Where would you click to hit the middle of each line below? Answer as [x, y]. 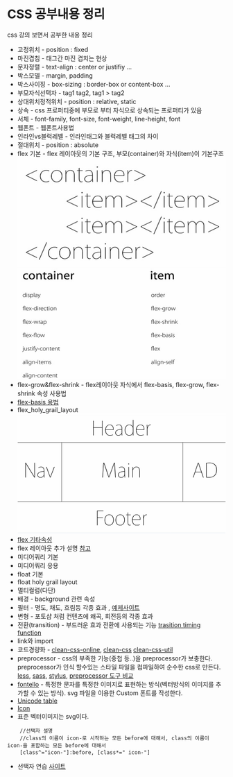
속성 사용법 [52, 393]
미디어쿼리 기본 [38, 557]
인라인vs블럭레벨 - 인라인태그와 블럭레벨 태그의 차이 [88, 136]
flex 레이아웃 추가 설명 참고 [54, 548]
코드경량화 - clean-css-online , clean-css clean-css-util [95, 650]
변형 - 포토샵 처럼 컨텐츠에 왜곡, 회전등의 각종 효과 [85, 616]
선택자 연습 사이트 [41, 767]
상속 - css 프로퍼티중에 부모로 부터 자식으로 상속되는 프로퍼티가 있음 [110, 110]
